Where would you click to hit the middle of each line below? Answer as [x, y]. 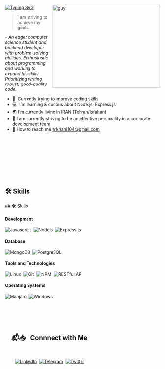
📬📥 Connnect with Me [49, 338]
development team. [32, 124]
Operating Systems [25, 285]
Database [15, 241]
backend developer [25, 47]
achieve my [29, 22]
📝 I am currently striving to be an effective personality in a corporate [81, 119]
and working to [20, 68]
